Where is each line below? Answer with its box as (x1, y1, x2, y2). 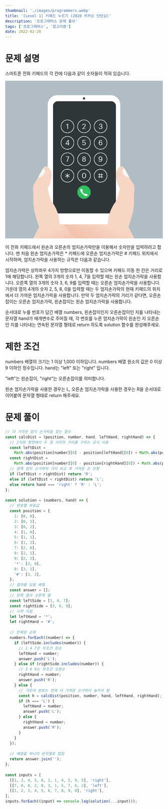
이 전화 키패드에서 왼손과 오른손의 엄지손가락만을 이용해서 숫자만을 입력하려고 (5, 244, 156, 250)
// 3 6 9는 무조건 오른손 (18, 667, 65, 672)
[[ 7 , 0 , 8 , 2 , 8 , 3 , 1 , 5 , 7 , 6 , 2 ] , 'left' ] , (9, 783, 108, 788)
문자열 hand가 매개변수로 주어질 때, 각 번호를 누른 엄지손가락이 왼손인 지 (5, 315, 146, 321)
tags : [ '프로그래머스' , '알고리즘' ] (5, 24, 71, 29)
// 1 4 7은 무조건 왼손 (18, 646, 62, 651)
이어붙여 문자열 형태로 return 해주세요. (5, 392, 80, 398)
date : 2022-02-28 (5, 29, 41, 35)
